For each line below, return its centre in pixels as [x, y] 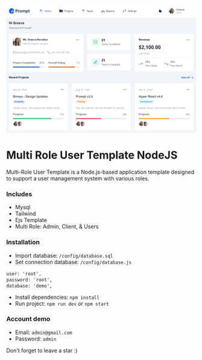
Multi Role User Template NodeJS [92, 155]
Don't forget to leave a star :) [42, 350]
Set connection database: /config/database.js [73, 262]
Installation [23, 242]
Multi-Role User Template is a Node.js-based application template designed [100, 172]
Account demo [28, 319]
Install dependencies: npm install [57, 297]
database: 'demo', [29, 286]
